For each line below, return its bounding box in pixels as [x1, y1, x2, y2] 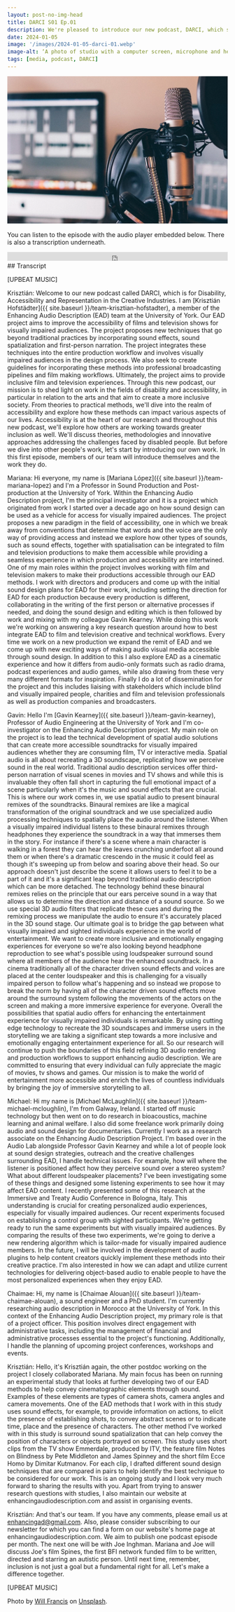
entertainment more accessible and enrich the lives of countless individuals [7, 1076, 225, 1085]
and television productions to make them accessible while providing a [7, 548, 208, 557]
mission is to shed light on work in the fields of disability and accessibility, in [7, 386, 227, 394]
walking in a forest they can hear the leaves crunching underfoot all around [7, 845, 224, 853]
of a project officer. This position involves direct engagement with [7, 1319, 197, 1328]
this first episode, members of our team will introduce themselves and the [7, 453, 220, 461]
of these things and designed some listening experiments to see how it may [7, 1179, 225, 1188]
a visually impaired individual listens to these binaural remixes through [7, 822, 210, 831]
